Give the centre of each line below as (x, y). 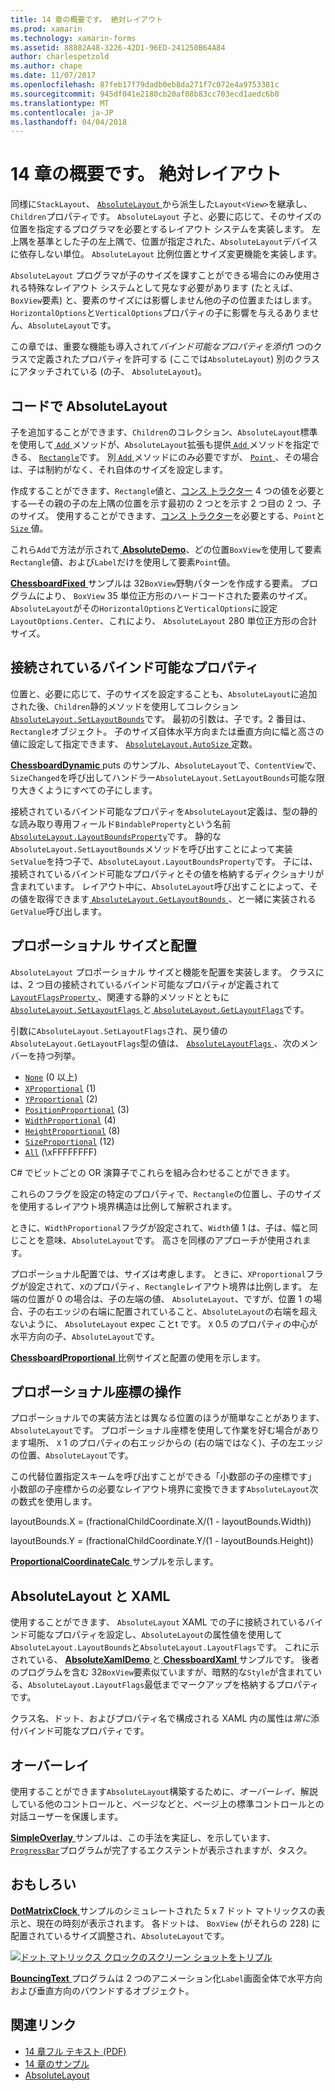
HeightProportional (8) (72, 1130)
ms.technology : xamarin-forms (73, 38)
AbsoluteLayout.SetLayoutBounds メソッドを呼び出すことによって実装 (151, 848)
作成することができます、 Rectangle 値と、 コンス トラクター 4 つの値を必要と (167, 490)
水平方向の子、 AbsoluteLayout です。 (85, 1336)
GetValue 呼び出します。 (58, 911)
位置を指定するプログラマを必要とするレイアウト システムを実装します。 (160, 229)
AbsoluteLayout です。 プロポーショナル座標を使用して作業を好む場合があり (165, 1430)
